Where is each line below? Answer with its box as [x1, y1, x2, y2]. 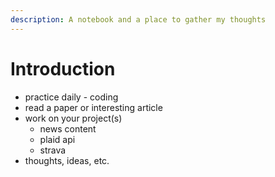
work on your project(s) [24, 112, 123, 124]
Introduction [10, 57, 116, 80]
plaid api [39, 133, 76, 145]
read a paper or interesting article [24, 101, 163, 113]
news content [39, 122, 97, 135]
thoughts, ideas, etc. [24, 154, 110, 166]
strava [39, 144, 67, 156]
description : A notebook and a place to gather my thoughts [10, 14, 267, 25]
